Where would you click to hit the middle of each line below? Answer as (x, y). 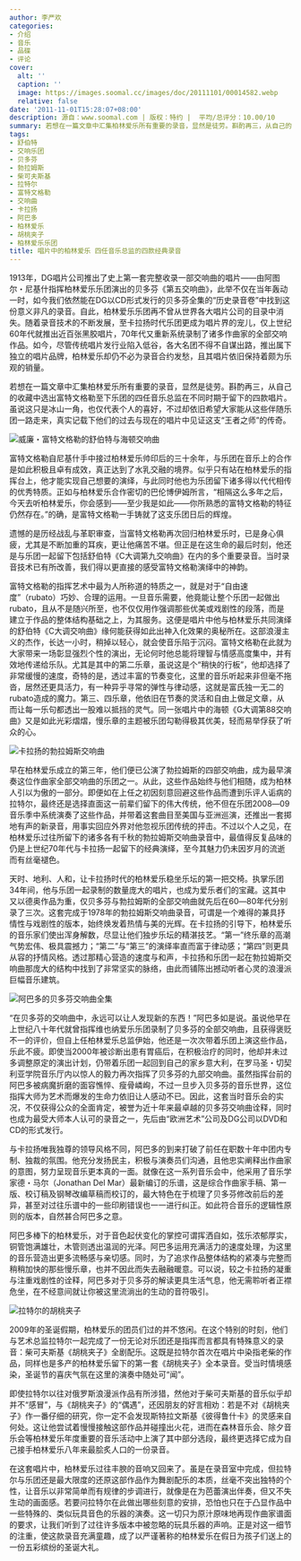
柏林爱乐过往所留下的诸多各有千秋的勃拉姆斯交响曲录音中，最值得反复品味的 (150, 837)
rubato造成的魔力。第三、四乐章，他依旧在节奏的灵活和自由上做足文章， (143, 698)
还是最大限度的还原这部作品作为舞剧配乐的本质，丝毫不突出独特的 (162, 1480)
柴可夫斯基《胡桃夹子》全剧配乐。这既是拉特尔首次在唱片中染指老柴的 (154, 1352)
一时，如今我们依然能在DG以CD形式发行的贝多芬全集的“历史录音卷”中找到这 (150, 301)
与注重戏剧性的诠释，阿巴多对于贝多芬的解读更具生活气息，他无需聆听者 (142, 1280)
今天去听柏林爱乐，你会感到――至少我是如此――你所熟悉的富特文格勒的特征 (150, 503)
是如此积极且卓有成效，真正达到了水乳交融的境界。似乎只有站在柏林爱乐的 (146, 470)
